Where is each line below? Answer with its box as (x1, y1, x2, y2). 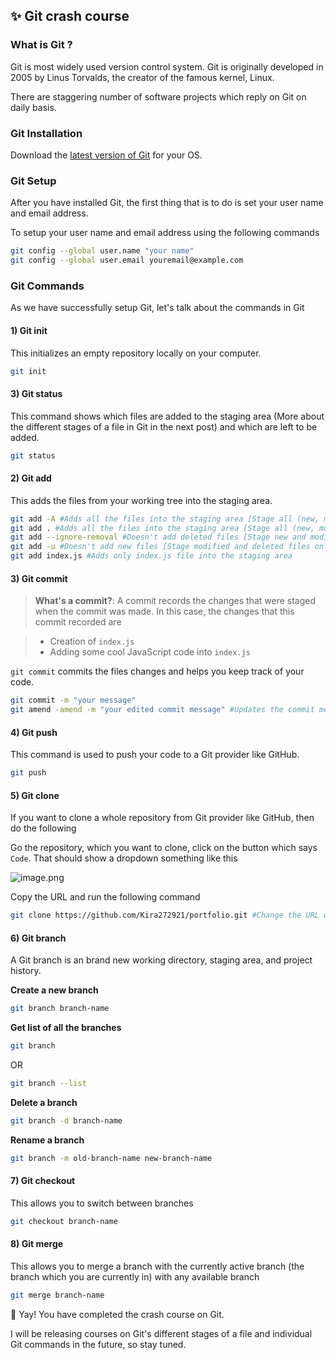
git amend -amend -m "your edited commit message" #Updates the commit (10, 705, 315, 715)
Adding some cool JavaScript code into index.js (49, 646, 251, 658)
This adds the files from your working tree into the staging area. (10, 494, 273, 506)
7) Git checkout (10, 1175, 76, 1187)
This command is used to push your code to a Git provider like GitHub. (10, 749, 300, 761)
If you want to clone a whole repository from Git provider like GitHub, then (10, 812, 315, 824)
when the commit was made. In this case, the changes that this (34, 605, 295, 618)
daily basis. (10, 101, 57, 113)
